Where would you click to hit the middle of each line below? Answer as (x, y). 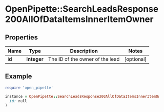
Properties (21, 37)
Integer (35, 59)
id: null (18, 101)
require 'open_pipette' (29, 88)
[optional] (135, 59)
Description (84, 51)
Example (19, 76)
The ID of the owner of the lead (84, 59)
